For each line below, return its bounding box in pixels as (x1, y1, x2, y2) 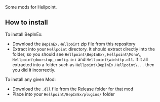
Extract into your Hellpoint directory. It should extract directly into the (12, 46, 155, 52)
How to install (5, 18, 48, 26)
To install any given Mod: (5, 76, 56, 82)
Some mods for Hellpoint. (5, 4, 57, 10)
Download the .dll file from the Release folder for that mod (12, 86, 133, 92)
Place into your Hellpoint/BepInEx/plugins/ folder (12, 91, 115, 97)
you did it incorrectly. (12, 67, 56, 73)
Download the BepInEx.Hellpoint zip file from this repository (12, 41, 136, 47)
